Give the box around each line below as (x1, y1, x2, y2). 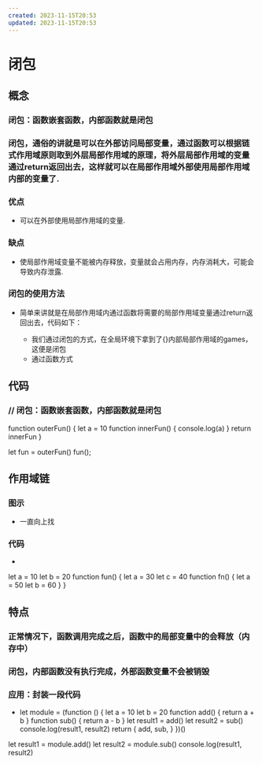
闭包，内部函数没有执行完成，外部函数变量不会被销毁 (8, 665, 210, 676)
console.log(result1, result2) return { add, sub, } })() (19, 725, 186, 734)
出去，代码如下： (26, 317, 83, 327)
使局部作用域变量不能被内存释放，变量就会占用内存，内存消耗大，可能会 (19, 257, 254, 266)
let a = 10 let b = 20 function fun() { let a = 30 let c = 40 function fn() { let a (8, 572, 250, 582)
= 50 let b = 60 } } (8, 580, 67, 590)
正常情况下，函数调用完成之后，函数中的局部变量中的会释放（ (8, 631, 242, 642)
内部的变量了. (8, 173, 60, 184)
